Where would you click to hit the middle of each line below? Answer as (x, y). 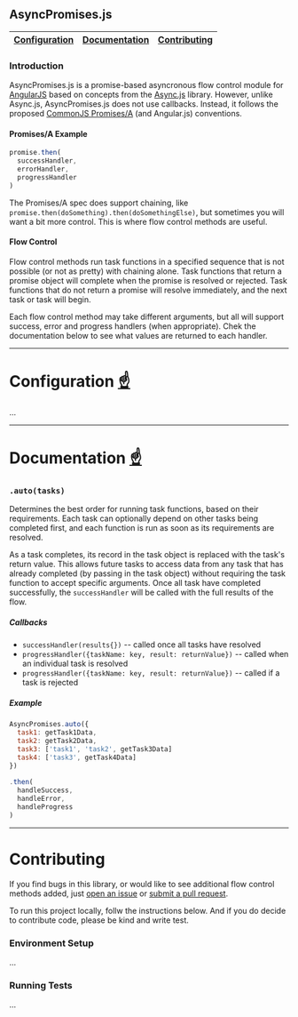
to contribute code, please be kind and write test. (99, 920)
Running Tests (41, 985)
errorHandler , (43, 169)
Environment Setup (52, 943)
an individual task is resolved (75, 664)
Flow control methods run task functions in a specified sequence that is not (147, 261)
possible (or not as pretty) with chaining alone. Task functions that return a (145, 271)
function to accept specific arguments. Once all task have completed (135, 583)
